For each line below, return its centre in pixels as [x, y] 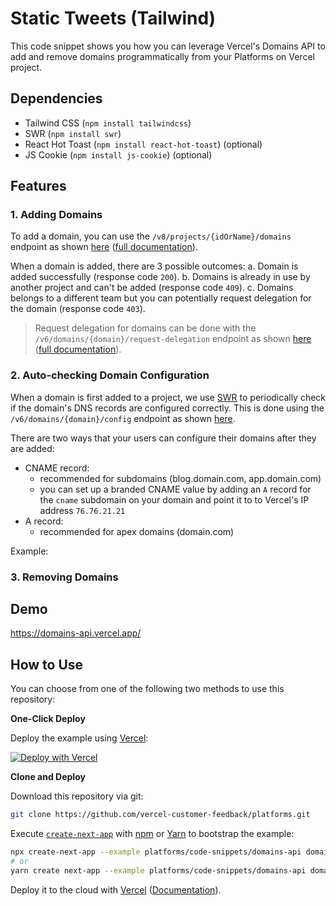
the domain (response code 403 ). [78, 309]
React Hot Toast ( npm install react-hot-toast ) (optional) [143, 144]
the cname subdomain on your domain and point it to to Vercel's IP [174, 499]
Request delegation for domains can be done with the [145, 328]
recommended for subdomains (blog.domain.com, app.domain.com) [180, 478]
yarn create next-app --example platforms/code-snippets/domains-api [158, 870]
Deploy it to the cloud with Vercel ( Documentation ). [116, 889]
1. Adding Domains [56, 215]
